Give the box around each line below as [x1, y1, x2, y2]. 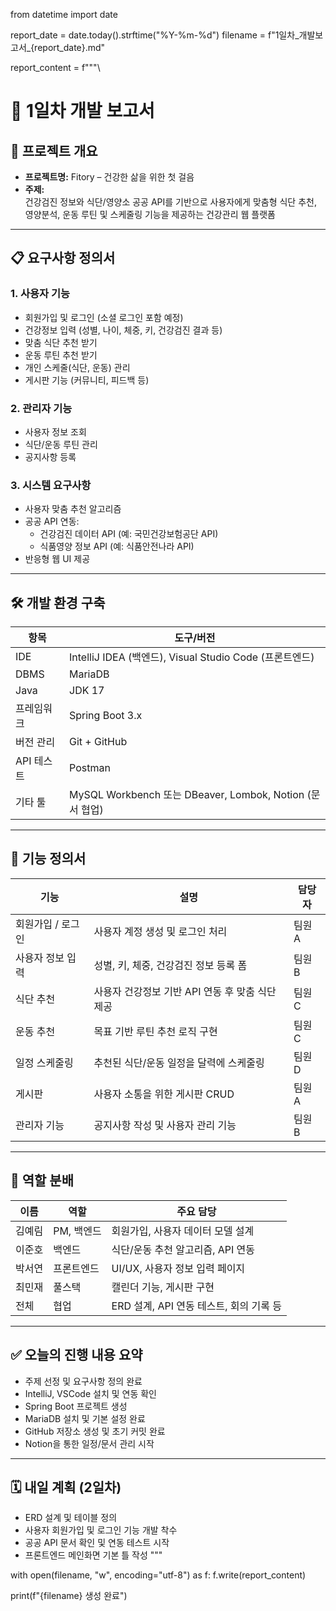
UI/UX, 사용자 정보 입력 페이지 [111, 1261, 246, 1275]
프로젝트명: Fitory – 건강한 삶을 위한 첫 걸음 [24, 171, 195, 183]
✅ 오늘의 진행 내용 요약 [10, 1347, 143, 1364]
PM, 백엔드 [53, 1224, 102, 1238]
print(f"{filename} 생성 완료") [10, 1590, 128, 1602]
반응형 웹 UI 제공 [24, 553, 91, 565]
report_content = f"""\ [10, 62, 101, 73]
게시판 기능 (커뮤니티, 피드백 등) [24, 374, 150, 386]
